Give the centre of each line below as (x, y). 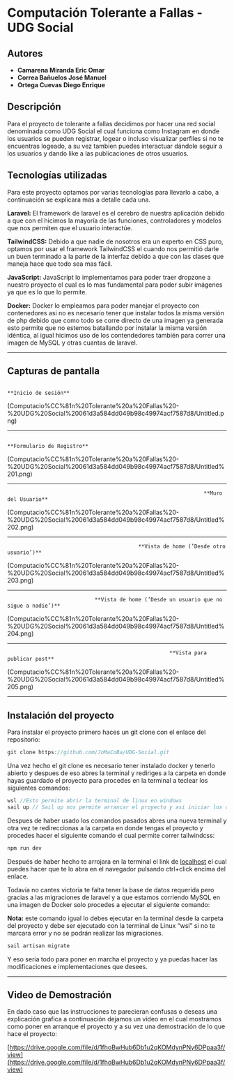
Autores (25, 53)
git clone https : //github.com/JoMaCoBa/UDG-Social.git (88, 752)
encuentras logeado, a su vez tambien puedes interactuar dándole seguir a (115, 146)
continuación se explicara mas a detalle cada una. (79, 200)
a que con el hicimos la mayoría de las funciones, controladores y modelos (114, 220)
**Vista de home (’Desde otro (182, 547)
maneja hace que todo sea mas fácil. (60, 264)
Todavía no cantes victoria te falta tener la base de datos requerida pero (111, 890)
